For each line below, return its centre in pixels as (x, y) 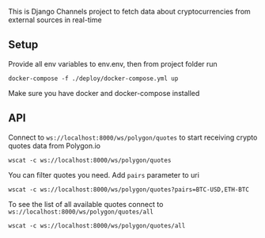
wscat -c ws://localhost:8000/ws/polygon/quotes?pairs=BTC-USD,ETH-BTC (129, 190)
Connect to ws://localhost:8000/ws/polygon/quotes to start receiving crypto (133, 137)
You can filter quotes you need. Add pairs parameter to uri (104, 175)
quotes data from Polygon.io (55, 145)
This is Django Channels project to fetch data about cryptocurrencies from (129, 12)
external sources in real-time (55, 20)
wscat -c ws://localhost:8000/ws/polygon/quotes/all (97, 225)
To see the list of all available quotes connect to (86, 204)
